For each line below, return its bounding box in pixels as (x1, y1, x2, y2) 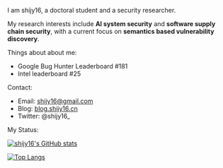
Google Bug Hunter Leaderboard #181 (17, 62, 128, 70)
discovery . (7, 35, 40, 43)
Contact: (7, 83, 33, 91)
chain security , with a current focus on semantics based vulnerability (7, 28, 215, 35)
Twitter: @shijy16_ (17, 112, 71, 120)
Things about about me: (7, 49, 77, 56)
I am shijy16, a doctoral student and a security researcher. (7, 6, 176, 14)
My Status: (7, 126, 39, 133)
